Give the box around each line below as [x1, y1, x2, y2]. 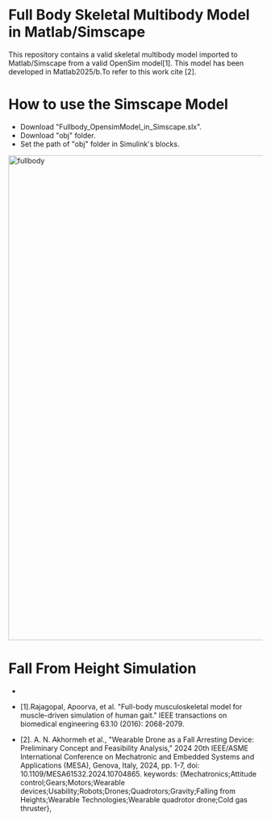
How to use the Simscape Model [8, 95, 228, 114]
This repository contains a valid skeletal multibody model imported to [8, 49, 238, 59]
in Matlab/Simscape [8, 23, 146, 41]
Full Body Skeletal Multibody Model [8, 6, 250, 24]
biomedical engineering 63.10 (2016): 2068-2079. [19, 718, 185, 729]
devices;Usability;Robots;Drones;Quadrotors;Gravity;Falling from [19, 786, 236, 796]
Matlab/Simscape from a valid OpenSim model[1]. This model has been [8, 58, 244, 68]
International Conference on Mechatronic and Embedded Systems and [19, 751, 255, 761]
